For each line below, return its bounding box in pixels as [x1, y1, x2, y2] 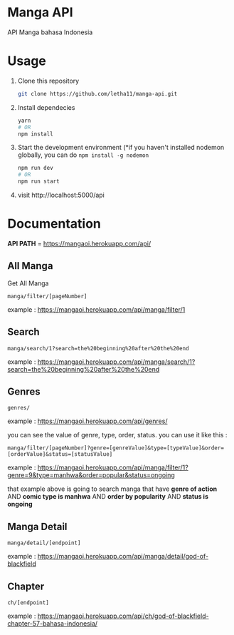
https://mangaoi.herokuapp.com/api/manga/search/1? [37, 357, 196, 366]
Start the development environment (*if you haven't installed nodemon [17, 143, 225, 152]
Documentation [7, 215, 102, 232]
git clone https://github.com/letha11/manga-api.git [17, 90, 178, 97]
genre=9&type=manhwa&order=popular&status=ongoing [7, 471, 176, 479]
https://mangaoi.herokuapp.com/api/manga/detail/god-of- [37, 552, 208, 561]
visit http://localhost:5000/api [17, 190, 105, 199]
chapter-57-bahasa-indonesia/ [7, 619, 98, 628]
